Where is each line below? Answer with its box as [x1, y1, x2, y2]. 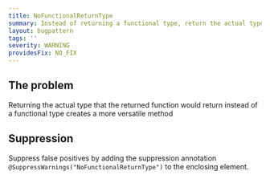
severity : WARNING [8, 42, 70, 50]
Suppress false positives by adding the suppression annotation [8, 153, 217, 163]
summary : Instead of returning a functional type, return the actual [8, 19, 247, 27]
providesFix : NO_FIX [8, 49, 78, 57]
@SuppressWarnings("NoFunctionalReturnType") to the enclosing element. [8, 161, 249, 171]
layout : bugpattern [8, 26, 74, 35]
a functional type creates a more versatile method [8, 108, 174, 118]
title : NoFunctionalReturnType [8, 11, 113, 20]
